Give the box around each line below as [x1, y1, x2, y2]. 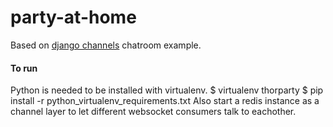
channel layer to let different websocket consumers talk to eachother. [10, 106, 297, 118]
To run [10, 62, 38, 74]
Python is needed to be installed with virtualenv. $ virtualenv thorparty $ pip [10, 84, 324, 96]
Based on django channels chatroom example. [10, 39, 202, 51]
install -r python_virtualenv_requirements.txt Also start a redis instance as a [10, 95, 320, 107]
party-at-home [10, 6, 137, 29]
